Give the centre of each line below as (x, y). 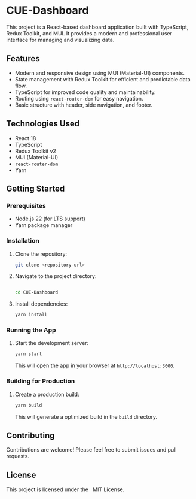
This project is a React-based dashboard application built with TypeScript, (97, 27)
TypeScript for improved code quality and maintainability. (85, 92)
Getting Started (36, 188)
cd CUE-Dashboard (36, 292)
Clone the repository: (41, 254)
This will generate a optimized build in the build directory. (86, 416)
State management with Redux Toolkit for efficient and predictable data (102, 79)
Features (23, 58)
